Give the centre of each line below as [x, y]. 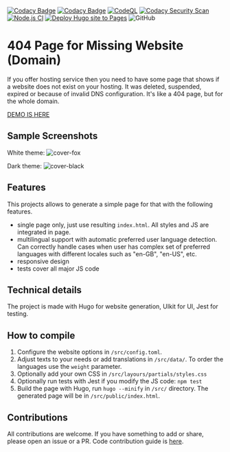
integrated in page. [44, 232]
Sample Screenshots [53, 136]
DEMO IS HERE [28, 114]
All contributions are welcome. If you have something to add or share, [105, 434]
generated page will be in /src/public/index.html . [88, 396]
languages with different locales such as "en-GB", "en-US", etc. [107, 253]
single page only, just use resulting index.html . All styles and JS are [113, 225]
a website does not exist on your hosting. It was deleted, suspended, [104, 87]
